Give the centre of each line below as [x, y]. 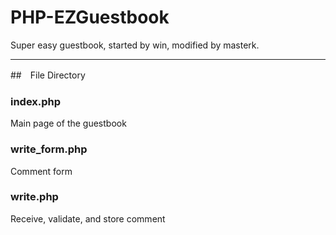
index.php [36, 101]
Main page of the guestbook [68, 123]
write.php [34, 197]
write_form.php [49, 149]
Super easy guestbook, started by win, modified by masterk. [135, 45]
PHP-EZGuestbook [90, 17]
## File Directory [48, 75]
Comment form [41, 171]
